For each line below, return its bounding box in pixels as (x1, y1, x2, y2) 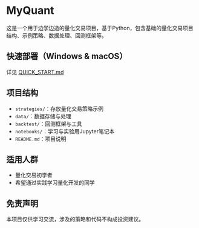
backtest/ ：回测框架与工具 (15, 120, 83, 127)
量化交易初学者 (15, 171, 53, 179)
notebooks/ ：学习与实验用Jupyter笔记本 (15, 127, 115, 135)
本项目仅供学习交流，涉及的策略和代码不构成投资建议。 (6, 215, 144, 223)
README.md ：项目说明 (15, 135, 67, 142)
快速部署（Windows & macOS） (6, 51, 128, 62)
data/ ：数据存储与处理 (15, 112, 71, 119)
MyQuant (6, 4, 54, 17)
